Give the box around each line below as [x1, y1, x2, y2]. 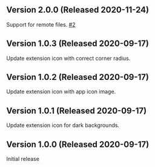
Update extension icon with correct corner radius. [6, 54, 131, 62]
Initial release [6, 156, 39, 163]
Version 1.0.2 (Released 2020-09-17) [6, 72, 150, 82]
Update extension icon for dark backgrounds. [6, 122, 120, 129]
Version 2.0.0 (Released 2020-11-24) [6, 5, 150, 15]
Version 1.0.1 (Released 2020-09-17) [6, 105, 147, 116]
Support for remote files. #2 [6, 21, 76, 28]
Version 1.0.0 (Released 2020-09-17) [6, 139, 150, 149]
